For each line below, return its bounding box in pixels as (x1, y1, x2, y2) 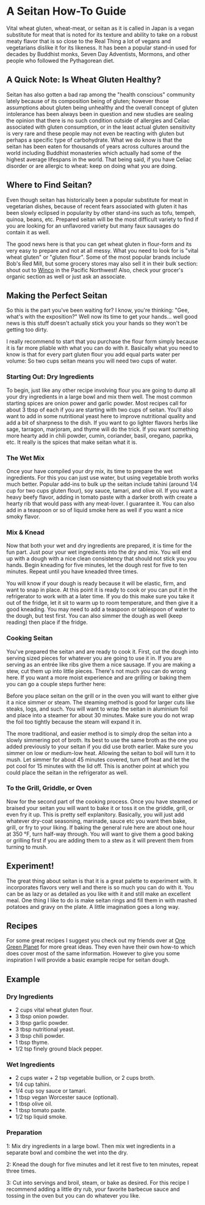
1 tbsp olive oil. (15, 1100, 53, 1107)
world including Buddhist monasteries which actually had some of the (6, 149, 182, 156)
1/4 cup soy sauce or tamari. (15, 1087, 87, 1095)
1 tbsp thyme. (15, 1039, 49, 1046)
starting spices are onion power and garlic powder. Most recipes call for (6, 399, 187, 407)
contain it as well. (6, 228, 51, 236)
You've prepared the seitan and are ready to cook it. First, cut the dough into (6, 648, 199, 655)
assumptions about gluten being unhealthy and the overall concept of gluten (6, 104, 198, 111)
